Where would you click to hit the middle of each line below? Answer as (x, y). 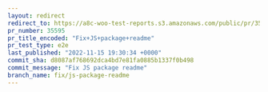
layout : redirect (36, 16)
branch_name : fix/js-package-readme (68, 75)
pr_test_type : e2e (38, 46)
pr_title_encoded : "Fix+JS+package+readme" (81, 38)
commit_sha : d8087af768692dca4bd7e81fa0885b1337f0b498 (101, 61)
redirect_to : (29, 23)
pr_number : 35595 (36, 30)
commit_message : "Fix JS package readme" (78, 68)
